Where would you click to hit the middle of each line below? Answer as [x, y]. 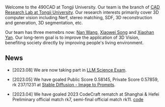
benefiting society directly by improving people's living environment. [74, 43]
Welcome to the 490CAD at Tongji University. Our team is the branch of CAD [82, 7]
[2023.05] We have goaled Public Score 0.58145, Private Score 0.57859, [85, 79]
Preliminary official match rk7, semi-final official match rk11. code [78, 99]
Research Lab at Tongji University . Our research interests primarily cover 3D [82, 12]
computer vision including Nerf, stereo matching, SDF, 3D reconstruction [79, 17]
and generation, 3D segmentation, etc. [44, 23]
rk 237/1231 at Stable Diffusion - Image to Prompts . [64, 84]
